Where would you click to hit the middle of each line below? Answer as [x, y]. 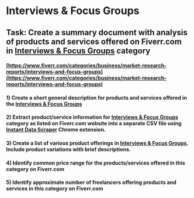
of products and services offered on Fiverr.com [94, 41]
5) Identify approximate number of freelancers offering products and [91, 182]
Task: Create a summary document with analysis [97, 33]
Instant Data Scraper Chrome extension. [56, 129]
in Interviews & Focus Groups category [78, 51]
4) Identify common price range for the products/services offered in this [96, 163]
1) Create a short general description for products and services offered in [96, 97]
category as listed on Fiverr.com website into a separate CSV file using [94, 124]
